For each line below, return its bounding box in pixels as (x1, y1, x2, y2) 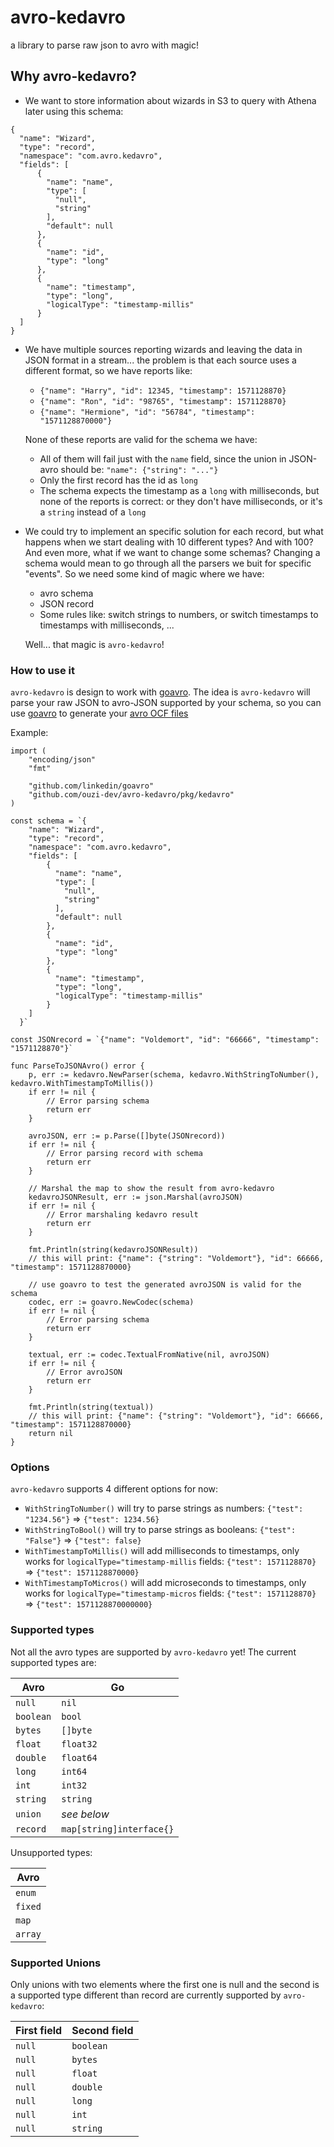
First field (15, 2023, 63, 2037)
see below (61, 1807, 110, 1821)
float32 (61, 1738, 98, 1750)
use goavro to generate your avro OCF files (10, 707, 189, 720)
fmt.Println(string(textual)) (28, 1402, 155, 1413)
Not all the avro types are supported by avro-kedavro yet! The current (10, 1646, 297, 1658)
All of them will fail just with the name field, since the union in (39, 452, 287, 465)
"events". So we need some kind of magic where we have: (24, 567, 265, 580)
